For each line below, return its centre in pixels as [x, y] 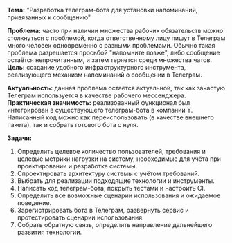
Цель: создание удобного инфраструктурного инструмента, [97, 67]
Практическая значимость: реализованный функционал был [99, 103]
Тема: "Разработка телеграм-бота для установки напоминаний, [102, 10]
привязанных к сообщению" [49, 17]
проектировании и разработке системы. [77, 166]
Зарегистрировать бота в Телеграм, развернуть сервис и [103, 210]
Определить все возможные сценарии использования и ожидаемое [119, 195]
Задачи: [20, 138]
